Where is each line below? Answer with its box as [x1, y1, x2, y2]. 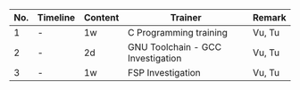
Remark [253, 12, 287, 23]
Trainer [170, 12, 203, 23]
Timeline [37, 12, 76, 23]
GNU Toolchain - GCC [128, 41, 221, 53]
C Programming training [128, 27, 228, 38]
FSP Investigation [128, 67, 201, 78]
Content [83, 12, 120, 23]
